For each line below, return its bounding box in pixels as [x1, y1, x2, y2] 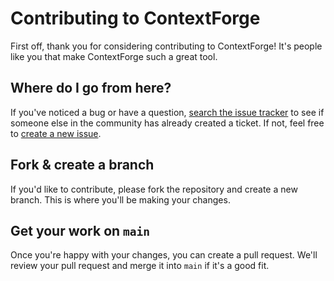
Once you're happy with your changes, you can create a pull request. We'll [10, 249, 318, 261]
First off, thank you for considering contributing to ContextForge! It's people [10, 40, 323, 52]
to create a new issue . [10, 127, 102, 139]
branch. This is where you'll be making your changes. [10, 193, 231, 206]
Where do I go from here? [10, 80, 172, 97]
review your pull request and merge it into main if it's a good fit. [10, 260, 270, 272]
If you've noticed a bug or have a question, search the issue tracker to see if [10, 106, 325, 118]
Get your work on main [10, 222, 151, 239]
